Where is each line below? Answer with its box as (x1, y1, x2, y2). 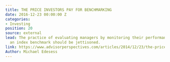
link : (5, 44, 17, 49)
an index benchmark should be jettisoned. (10, 40, 101, 45)
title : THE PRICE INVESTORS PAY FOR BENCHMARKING (5, 7, 112, 12)
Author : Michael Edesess (5, 49, 58, 54)
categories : (5, 16, 30, 21)
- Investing (5, 21, 30, 26)
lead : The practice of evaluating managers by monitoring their (5, 35, 144, 40)
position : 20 (5, 26, 33, 31)
